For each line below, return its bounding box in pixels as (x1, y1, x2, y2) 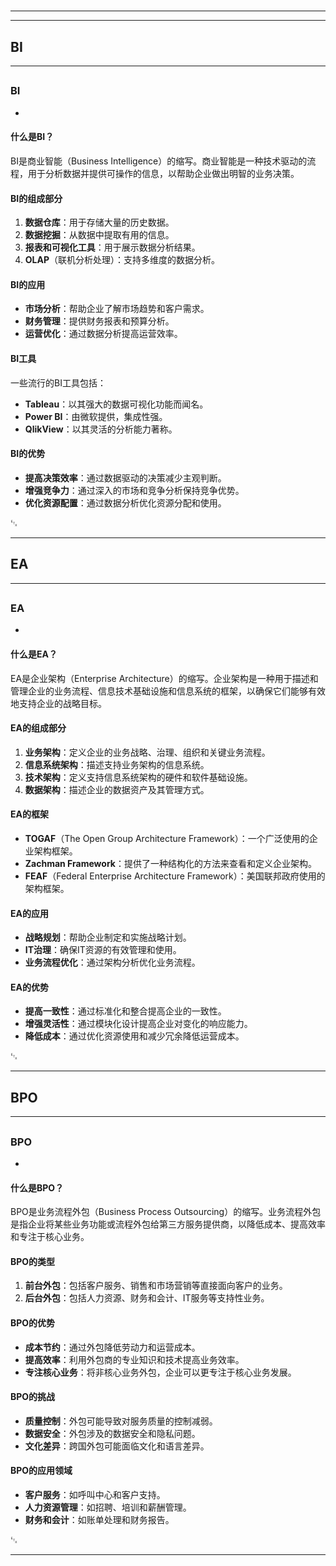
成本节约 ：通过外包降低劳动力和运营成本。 (24, 1341, 201, 1353)
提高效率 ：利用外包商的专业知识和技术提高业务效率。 (24, 1353, 245, 1365)
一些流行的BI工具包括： (10, 376, 107, 389)
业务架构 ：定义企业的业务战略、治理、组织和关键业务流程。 (24, 746, 271, 758)
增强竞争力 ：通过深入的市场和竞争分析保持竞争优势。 (24, 484, 245, 496)
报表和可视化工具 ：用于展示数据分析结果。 (24, 241, 201, 254)
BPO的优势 (10, 1316, 56, 1329)
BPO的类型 (10, 1255, 56, 1267)
